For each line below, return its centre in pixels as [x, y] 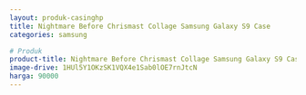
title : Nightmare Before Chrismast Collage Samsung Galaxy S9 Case [140, 26]
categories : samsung [49, 34]
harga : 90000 [34, 76]
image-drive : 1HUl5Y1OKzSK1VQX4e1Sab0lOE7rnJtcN [103, 68]
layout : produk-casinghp [56, 18]
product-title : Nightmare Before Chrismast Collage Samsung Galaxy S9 [146, 60]
